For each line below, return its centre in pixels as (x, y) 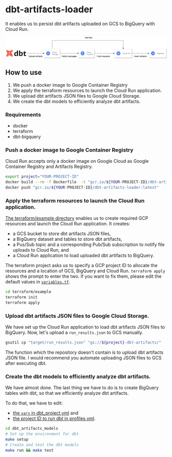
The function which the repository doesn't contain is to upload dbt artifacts (84, 352)
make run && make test (29, 450)
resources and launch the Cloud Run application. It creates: (68, 224)
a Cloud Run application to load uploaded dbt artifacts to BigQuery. (83, 256)
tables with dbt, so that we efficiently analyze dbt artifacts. (67, 393)
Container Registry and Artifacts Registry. (49, 167)
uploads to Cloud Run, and (41, 250)
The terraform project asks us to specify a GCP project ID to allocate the (81, 265)
